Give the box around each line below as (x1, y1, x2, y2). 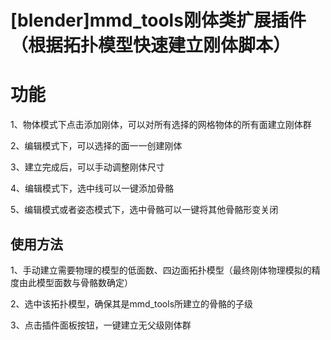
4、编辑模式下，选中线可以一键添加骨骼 (10, 182, 175, 195)
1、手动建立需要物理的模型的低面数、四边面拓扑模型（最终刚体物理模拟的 (10, 264, 312, 276)
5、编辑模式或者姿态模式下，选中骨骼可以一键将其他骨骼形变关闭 (10, 204, 279, 216)
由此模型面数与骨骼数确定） (18, 276, 133, 288)
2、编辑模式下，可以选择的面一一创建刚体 (10, 140, 183, 152)
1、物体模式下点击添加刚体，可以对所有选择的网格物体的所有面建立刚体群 (10, 119, 312, 131)
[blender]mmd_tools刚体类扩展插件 (10, 9, 307, 32)
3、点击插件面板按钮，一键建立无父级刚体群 (10, 319, 192, 331)
